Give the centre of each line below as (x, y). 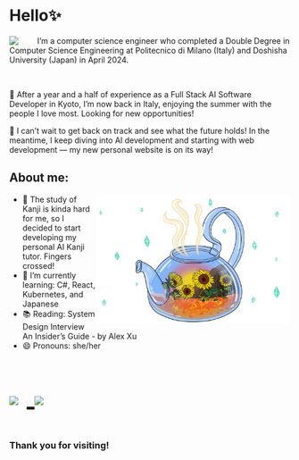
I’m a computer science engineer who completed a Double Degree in (163, 40)
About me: (39, 178)
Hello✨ (35, 16)
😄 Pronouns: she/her (61, 346)
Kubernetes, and (53, 294)
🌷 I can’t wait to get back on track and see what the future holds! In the (140, 130)
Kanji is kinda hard (56, 209)
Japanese (41, 304)
